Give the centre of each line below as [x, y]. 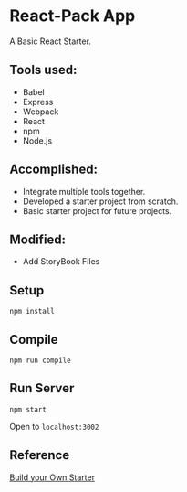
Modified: [38, 239]
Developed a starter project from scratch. [100, 201]
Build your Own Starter [52, 477]
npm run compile [40, 360]
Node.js [37, 140]
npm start [28, 409]
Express [38, 102]
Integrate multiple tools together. [84, 191]
